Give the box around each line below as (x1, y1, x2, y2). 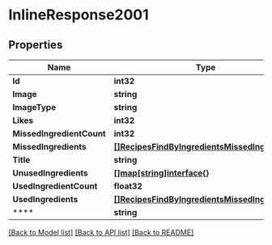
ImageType (12, 102, 57, 112)
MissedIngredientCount (12, 128, 107, 139)
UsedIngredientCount (12, 180, 98, 192)
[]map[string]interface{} (113, 167, 210, 179)
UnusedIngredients (12, 167, 89, 179)
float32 (113, 180, 143, 192)
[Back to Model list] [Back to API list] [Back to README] (8, 228, 194, 237)
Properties (8, 38, 63, 52)
